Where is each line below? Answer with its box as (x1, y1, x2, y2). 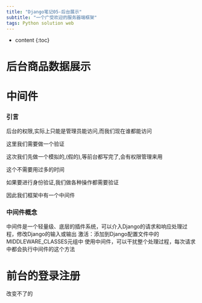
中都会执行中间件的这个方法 (6, 246, 75, 253)
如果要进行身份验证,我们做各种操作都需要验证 (6, 179, 119, 186)
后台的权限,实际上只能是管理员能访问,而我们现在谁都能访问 (6, 127, 153, 135)
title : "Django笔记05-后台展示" (6, 8, 83, 15)
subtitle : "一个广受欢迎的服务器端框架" (6, 14, 98, 21)
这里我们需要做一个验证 (6, 140, 65, 148)
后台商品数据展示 (6, 60, 92, 73)
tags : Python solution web (6, 20, 74, 26)
